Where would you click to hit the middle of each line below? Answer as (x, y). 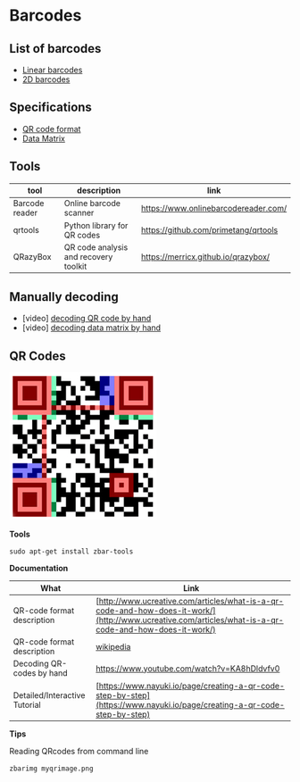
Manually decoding (64, 297)
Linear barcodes (52, 70)
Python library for (96, 225)
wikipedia (113, 646)
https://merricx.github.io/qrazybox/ (206, 256)
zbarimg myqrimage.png (51, 769)
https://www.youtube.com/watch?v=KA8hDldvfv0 (187, 668)
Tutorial (27, 704)
